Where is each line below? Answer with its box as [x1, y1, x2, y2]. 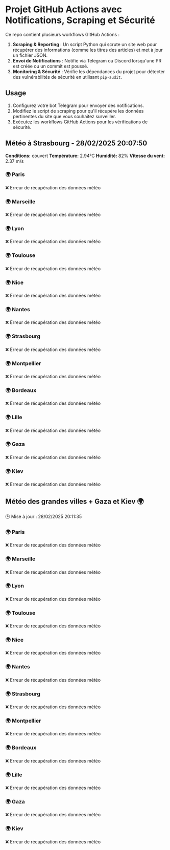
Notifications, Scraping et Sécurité [5, 14, 155, 26]
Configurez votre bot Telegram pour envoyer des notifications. [12, 102, 144, 108]
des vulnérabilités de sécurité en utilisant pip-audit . [12, 74, 123, 80]
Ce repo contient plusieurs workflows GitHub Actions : [5, 31, 120, 37]
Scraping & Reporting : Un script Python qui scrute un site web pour [12, 41, 157, 47]
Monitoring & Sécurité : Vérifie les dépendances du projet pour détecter [12, 68, 165, 75]
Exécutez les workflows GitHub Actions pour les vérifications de [12, 119, 148, 125]
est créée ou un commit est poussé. [12, 63, 88, 69]
